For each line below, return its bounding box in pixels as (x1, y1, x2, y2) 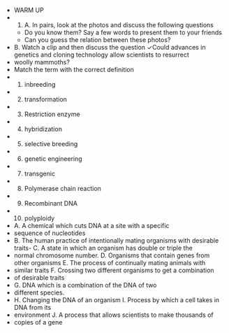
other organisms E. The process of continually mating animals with (13, 259, 206, 267)
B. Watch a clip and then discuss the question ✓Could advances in (13, 43, 206, 51)
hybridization (24, 125, 63, 133)
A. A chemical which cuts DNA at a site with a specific (13, 222, 170, 229)
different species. (13, 288, 65, 297)
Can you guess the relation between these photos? (24, 36, 171, 44)
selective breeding (24, 140, 78, 148)
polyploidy (24, 214, 55, 222)
